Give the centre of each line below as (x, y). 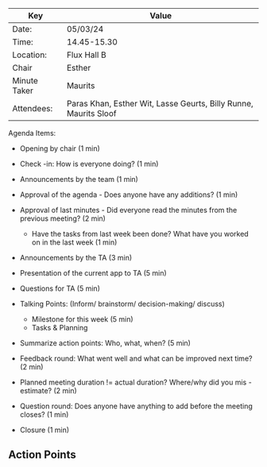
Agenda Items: (32, 133)
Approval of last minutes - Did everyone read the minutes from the (128, 210)
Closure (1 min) (44, 430)
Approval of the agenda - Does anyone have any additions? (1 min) (129, 195)
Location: (30, 55)
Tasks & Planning (60, 328)
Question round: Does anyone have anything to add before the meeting (136, 406)
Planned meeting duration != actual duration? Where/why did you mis (133, 382)
